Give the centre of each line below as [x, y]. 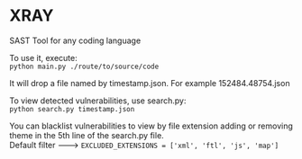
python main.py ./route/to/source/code [84, 66]
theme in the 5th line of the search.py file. [87, 135]
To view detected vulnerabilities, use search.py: [98, 101]
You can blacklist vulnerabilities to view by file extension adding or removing [151, 126]
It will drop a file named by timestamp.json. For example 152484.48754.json [150, 83]
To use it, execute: [44, 57]
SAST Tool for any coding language [75, 40]
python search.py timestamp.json [72, 109]
